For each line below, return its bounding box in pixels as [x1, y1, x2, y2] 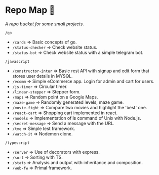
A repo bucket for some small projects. [5, 21, 84, 27]
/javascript [5, 59, 30, 64]
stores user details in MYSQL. [12, 73, 73, 79]
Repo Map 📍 [5, 4, 55, 16]
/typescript [5, 140, 30, 145]
